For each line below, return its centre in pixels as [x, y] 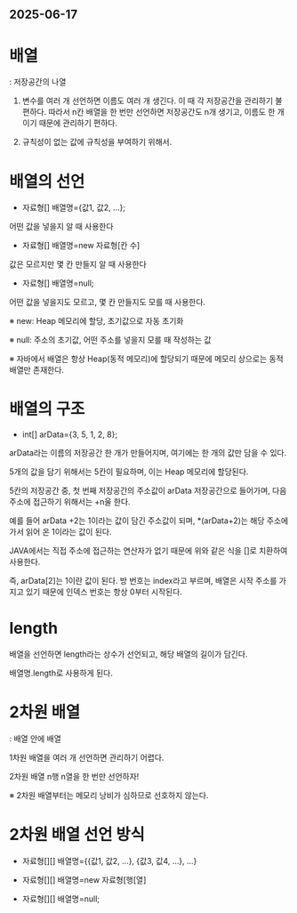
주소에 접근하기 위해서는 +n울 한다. [70, 502]
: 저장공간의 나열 [38, 82]
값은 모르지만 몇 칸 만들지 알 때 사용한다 [78, 264]
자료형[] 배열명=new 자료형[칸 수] [81, 246]
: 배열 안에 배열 [36, 739]
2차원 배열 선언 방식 [77, 835]
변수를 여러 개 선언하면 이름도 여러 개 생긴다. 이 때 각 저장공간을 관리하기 [148, 101]
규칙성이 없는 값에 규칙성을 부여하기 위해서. [97, 142]
